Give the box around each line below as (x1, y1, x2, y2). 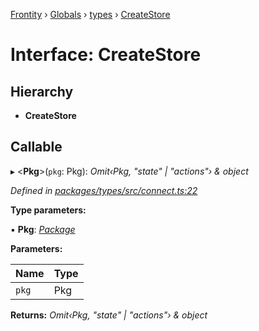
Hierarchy (10, 83, 74, 100)
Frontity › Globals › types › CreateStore (10, 9, 171, 20)
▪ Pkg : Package (10, 223, 76, 235)
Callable (10, 139, 63, 156)
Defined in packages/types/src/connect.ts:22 (10, 184, 198, 196)
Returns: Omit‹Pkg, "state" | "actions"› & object (10, 309, 208, 321)
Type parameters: (10, 204, 87, 216)
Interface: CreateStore (10, 44, 202, 66)
